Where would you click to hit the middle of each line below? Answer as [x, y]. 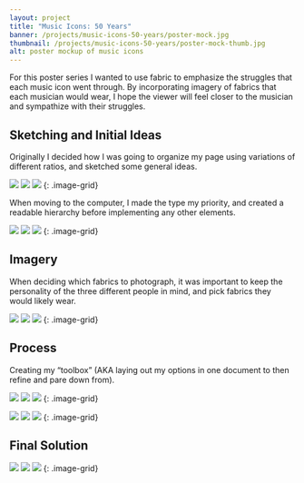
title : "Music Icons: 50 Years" [70, 26]
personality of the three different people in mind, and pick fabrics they [141, 291]
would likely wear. [43, 301]
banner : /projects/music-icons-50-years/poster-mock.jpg [119, 34]
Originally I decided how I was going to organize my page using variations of [152, 156]
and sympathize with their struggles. [78, 106]
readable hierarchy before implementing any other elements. [123, 212]
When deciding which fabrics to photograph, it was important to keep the [146, 281]
